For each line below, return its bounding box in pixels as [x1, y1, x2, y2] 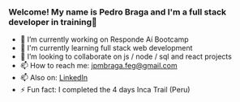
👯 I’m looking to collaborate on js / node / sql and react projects [19, 51, 233, 62]
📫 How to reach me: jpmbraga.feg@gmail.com [19, 61, 178, 71]
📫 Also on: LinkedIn [19, 73, 88, 83]
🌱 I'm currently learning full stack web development [19, 43, 193, 53]
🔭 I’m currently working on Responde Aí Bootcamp [19, 35, 189, 44]
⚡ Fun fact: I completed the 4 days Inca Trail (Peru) [19, 85, 191, 95]
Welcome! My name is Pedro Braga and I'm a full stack [8, 6, 227, 18]
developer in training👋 [8, 16, 97, 27]
